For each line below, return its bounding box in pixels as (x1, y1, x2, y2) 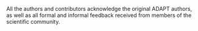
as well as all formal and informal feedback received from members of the (6, 12, 192, 19)
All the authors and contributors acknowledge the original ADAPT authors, (6, 5, 193, 12)
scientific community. (6, 18, 60, 25)
